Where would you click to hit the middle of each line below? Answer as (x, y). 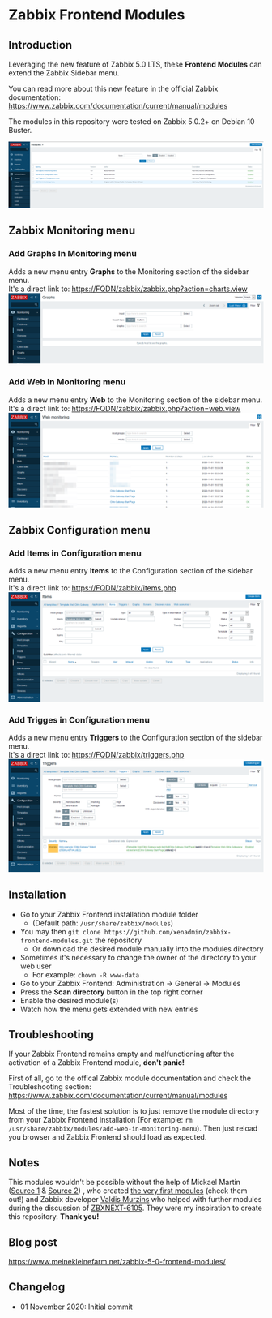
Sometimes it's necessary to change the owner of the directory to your (138, 957)
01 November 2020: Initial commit (76, 1307)
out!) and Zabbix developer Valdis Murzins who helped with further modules (135, 1200)
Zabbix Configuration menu (80, 530)
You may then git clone (60, 931)
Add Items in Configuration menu (75, 553)
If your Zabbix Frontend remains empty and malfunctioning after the (121, 1054)
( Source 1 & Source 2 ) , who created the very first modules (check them (128, 1191)
